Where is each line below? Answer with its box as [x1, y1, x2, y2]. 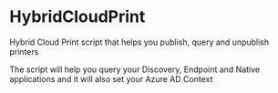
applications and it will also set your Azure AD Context [9, 73, 213, 84]
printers [9, 46, 39, 57]
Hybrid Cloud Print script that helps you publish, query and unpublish [9, 36, 270, 47]
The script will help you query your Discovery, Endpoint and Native [9, 64, 261, 75]
